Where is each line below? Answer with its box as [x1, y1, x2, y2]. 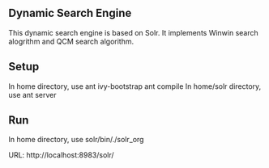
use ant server [8, 90, 57, 99]
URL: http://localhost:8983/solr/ [8, 150, 115, 160]
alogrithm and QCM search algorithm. [8, 36, 134, 46]
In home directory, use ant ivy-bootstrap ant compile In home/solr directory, [8, 81, 262, 91]
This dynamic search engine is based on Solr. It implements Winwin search [8, 27, 259, 37]
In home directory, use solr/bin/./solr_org [8, 135, 144, 145]
